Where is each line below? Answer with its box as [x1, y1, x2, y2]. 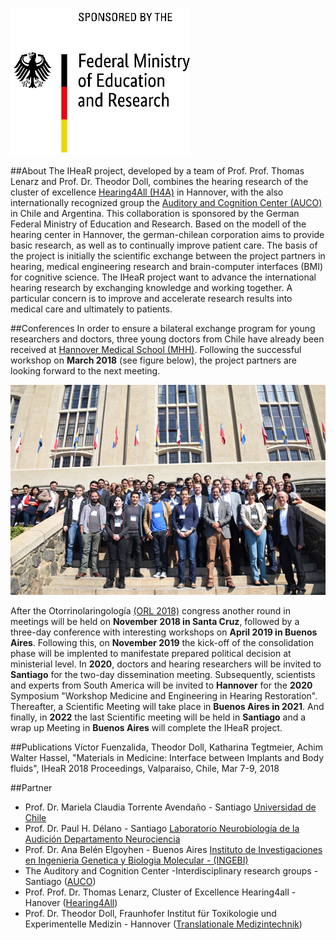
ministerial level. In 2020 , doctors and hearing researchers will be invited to [10, 658, 322, 670]
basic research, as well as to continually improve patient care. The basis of [10, 239, 318, 251]
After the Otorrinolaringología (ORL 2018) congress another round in [10, 604, 292, 617]
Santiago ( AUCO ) [24, 875, 97, 887]
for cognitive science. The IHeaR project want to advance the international [10, 271, 317, 283]
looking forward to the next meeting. [10, 365, 161, 377]
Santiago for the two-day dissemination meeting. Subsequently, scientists [10, 668, 316, 680]
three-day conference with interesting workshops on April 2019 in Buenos [10, 626, 318, 638]
